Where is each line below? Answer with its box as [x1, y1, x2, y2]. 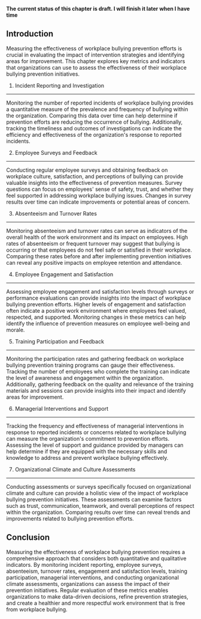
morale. [6, 326, 25, 333]
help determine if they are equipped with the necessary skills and [6, 447, 167, 455]
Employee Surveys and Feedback [14, 149, 98, 156]
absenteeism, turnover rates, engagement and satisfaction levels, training [6, 567, 187, 575]
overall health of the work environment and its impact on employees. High [6, 234, 188, 241]
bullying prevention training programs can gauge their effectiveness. [6, 361, 175, 369]
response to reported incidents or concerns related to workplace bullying [6, 429, 187, 436]
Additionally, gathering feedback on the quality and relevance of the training [6, 381, 194, 388]
